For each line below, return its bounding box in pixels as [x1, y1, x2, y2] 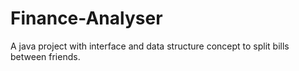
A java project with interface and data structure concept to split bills [10, 40, 290, 52]
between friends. [10, 50, 81, 62]
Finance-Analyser [10, 7, 163, 30]
